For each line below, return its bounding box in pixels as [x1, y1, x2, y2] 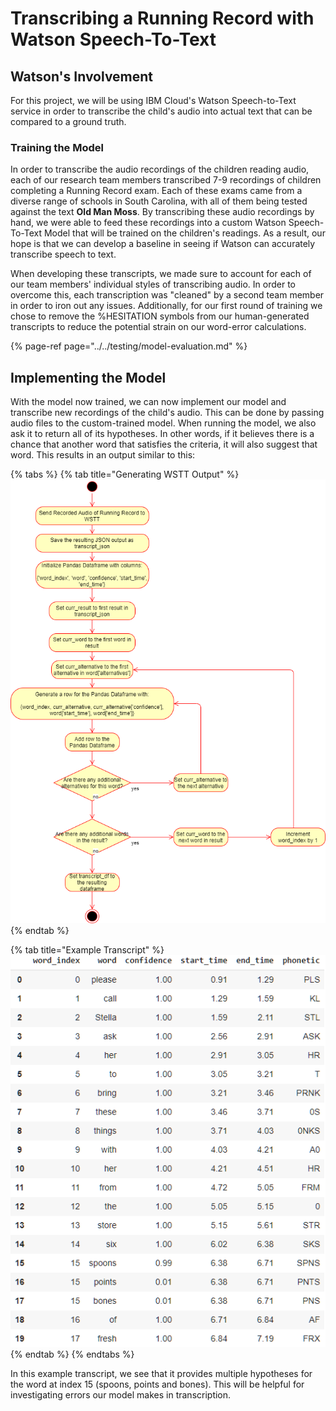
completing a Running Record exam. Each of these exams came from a [10, 185, 303, 197]
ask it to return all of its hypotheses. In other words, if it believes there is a [10, 428, 315, 440]
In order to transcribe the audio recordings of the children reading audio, [10, 163, 310, 176]
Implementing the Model [10, 369, 167, 386]
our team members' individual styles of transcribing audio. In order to [10, 278, 296, 291]
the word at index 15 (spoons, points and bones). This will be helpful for [10, 1378, 305, 1391]
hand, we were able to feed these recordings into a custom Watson [10, 217, 287, 229]
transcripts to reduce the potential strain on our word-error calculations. [10, 321, 307, 333]
